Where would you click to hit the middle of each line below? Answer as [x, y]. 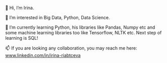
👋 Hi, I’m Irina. [20, 8]
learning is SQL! [22, 38]
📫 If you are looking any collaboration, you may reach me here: [71, 48]
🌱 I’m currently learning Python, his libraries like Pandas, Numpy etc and [80, 27]
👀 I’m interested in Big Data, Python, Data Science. [58, 17]
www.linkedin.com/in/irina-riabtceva [43, 55]
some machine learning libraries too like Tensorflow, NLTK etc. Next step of [83, 33]
